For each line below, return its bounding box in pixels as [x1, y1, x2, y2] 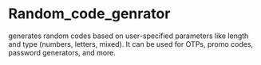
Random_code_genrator [8, 5, 171, 23]
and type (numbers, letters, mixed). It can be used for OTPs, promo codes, [8, 39, 254, 48]
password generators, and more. [8, 48, 116, 57]
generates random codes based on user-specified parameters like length [8, 31, 249, 40]
